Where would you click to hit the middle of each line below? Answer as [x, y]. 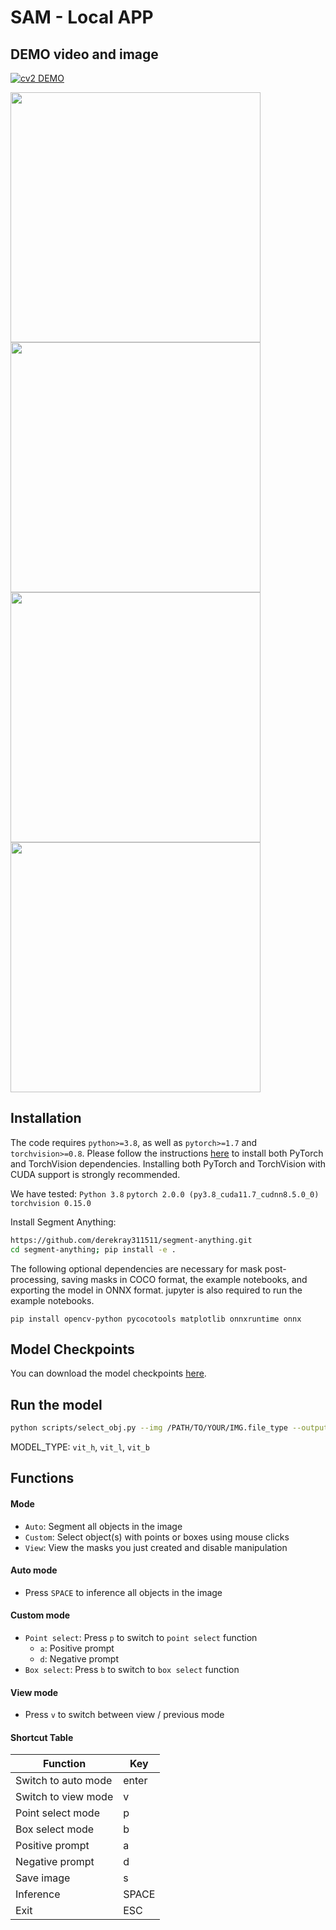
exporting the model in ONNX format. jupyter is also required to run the [156, 1290]
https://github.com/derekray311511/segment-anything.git [131, 1240]
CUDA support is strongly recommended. [95, 1174]
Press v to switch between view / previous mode [124, 1715]
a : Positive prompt [77, 1648]
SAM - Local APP [82, 17]
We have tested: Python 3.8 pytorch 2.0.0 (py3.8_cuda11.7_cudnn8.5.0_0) [165, 1193]
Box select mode [55, 1829]
